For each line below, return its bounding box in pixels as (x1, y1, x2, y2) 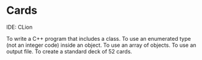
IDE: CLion (6, 23, 33, 31)
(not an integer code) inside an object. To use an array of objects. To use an (6, 41, 197, 49)
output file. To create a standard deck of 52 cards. (6, 47, 133, 55)
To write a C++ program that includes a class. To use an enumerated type (6, 35, 191, 42)
